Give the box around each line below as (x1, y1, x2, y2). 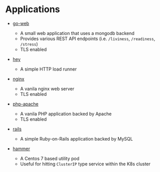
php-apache (12, 100, 39, 107)
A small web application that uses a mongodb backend (20, 30, 135, 36)
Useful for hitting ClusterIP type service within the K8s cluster (20, 161, 151, 167)
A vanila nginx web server (20, 85, 74, 92)
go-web (12, 20, 29, 26)
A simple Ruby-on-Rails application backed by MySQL (20, 135, 133, 142)
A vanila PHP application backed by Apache (20, 111, 112, 117)
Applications (5, 4, 60, 15)
